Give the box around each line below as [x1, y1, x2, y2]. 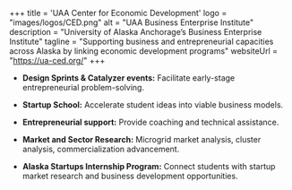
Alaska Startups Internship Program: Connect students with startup [21, 161, 276, 171]
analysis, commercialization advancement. [21, 143, 180, 154]
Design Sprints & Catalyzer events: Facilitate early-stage [21, 73, 236, 83]
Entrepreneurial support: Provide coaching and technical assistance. [21, 117, 279, 127]
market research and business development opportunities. [21, 170, 239, 181]
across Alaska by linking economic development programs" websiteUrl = [9, 46, 279, 56]
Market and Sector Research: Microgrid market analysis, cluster [21, 134, 262, 144]
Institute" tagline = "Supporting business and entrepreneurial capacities [9, 36, 274, 47]
